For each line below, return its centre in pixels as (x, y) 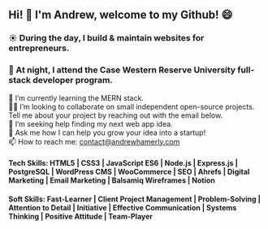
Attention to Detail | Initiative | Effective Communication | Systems (123, 207)
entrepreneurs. (39, 48)
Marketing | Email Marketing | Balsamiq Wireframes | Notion (112, 180)
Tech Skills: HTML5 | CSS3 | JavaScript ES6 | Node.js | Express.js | (123, 163)
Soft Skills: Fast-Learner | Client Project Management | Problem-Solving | (135, 199)
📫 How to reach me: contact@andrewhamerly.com (94, 141)
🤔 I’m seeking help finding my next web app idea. (91, 123)
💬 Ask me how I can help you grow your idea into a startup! (107, 132)
